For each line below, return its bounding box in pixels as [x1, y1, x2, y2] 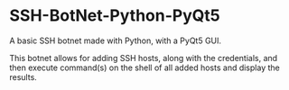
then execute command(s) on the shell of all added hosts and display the [9, 62, 280, 73]
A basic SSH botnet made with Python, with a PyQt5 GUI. [9, 35, 222, 46]
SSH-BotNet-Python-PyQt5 [9, 5, 220, 26]
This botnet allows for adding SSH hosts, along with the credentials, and [9, 52, 278, 63]
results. [9, 71, 38, 82]
